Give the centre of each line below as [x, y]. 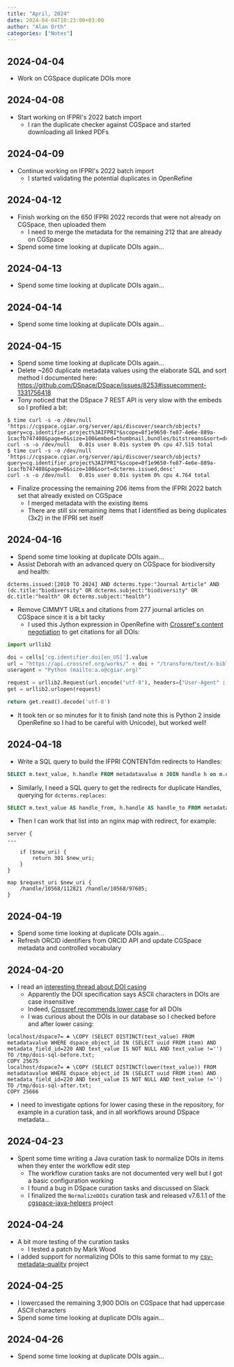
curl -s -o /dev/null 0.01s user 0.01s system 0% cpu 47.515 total [110, 444]
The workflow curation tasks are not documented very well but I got [125, 1173]
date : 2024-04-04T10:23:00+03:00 [56, 20]
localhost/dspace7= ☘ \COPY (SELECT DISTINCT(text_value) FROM [101, 1037]
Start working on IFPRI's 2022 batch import [79, 117]
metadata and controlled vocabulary [69, 948]
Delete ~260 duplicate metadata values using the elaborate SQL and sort [122, 370]
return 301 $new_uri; [64, 858]
